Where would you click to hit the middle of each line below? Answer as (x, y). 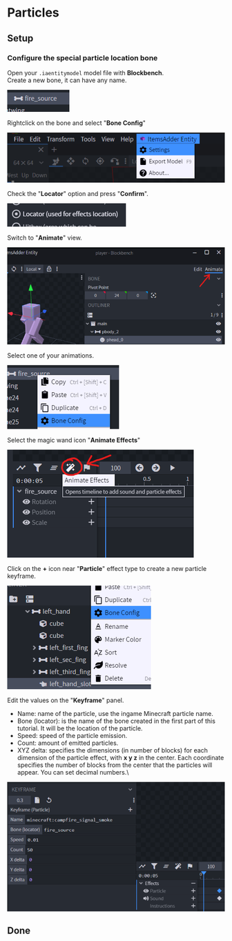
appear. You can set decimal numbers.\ (73, 772)
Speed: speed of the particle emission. (72, 735)
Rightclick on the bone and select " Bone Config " (77, 123)
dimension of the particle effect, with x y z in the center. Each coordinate (120, 757)
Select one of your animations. (51, 355)
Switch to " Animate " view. (45, 238)
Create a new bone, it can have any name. (67, 80)
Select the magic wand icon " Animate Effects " (74, 440)
